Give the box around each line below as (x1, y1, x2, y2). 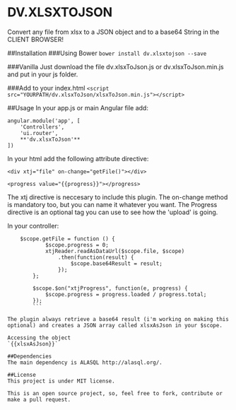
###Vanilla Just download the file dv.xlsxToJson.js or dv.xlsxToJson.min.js (7, 62, 224, 71)
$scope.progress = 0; (45, 241, 110, 248)
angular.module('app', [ (7, 117, 81, 124)
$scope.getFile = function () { (20, 235, 115, 242)
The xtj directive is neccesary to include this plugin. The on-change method (7, 192, 228, 201)
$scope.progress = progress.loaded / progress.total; (45, 291, 207, 298)
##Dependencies (7, 353, 52, 360)
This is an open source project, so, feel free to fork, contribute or (7, 389, 223, 397)
